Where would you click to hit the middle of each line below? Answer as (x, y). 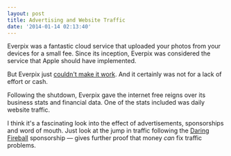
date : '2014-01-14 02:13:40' (49, 26)
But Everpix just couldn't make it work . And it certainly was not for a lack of (114, 74)
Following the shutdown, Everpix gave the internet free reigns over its (106, 95)
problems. (22, 146)
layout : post (26, 14)
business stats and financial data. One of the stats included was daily (106, 103)
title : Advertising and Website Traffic (67, 20)
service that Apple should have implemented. (72, 61)
